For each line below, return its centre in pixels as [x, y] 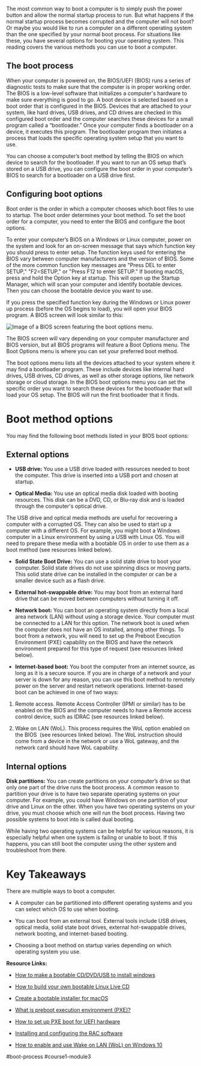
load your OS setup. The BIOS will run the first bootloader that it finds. [92, 395]
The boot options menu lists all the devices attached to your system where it [100, 363]
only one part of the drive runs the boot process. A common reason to [93, 787]
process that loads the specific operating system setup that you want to [95, 138]
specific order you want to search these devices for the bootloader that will [99, 388]
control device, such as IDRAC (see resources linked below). [90, 717]
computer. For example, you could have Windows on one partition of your [97, 800]
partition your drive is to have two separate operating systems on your [93, 794]
